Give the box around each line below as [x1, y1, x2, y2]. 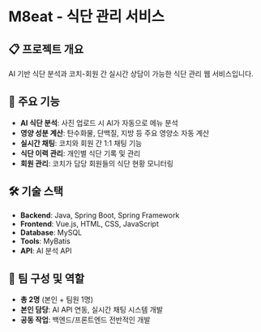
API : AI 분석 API [19, 245, 72, 256]
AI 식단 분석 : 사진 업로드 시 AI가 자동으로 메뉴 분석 [19, 118, 178, 127]
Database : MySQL [19, 227, 83, 237]
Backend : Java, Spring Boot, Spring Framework [19, 210, 180, 220]
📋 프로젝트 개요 [8, 42, 83, 56]
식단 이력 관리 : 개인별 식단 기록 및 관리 [19, 148, 141, 158]
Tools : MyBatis [19, 236, 71, 246]
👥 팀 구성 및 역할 [8, 272, 85, 286]
